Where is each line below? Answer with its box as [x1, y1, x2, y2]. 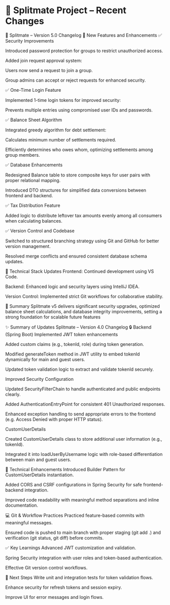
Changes [5, 15, 44, 27]
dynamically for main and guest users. [5, 356, 85, 362]
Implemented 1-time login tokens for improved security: [5, 97, 121, 103]
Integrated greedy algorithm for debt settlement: [5, 127, 107, 133]
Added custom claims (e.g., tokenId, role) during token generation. [5, 341, 144, 347]
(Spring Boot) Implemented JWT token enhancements [5, 331, 118, 337]
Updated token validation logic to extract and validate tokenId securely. [5, 366, 154, 372]
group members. [5, 152, 40, 158]
